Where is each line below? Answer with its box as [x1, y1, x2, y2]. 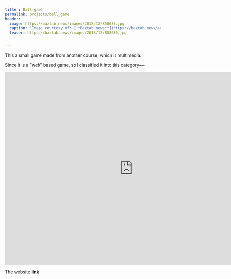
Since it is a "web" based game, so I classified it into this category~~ [5, 62, 145, 68]
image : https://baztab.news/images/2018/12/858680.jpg [9, 21, 125, 26]
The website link [5, 269, 39, 275]
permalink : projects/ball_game [5, 12, 70, 17]
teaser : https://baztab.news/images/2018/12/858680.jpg [9, 30, 127, 35]
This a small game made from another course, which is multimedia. [5, 52, 142, 58]
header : [5, 16, 21, 21]
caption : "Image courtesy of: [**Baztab [9, 26, 94, 31]
